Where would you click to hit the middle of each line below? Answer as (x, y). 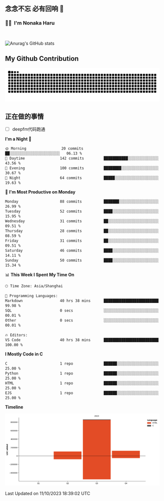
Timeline (14, 407)
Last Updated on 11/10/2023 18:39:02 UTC (48, 493)
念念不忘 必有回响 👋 (35, 9)
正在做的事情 (24, 116)
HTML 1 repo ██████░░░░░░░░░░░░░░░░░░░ (82, 383)
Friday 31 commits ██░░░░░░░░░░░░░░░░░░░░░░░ (82, 241)
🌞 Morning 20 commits (44, 149)
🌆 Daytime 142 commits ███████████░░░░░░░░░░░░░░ (82, 158)
